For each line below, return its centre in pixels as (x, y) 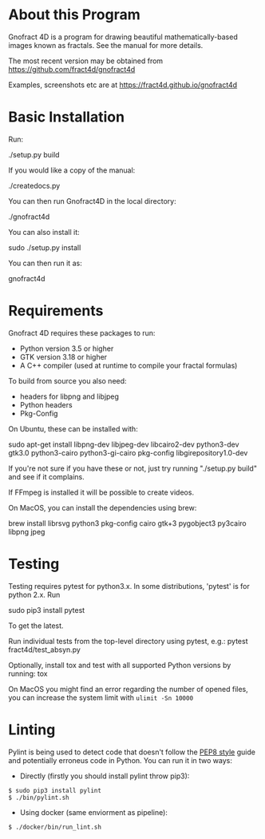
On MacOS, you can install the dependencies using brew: (103, 507)
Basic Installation (67, 117)
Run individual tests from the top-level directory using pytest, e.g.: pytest (128, 641)
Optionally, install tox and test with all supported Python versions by (120, 665)
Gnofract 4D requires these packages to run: (82, 332)
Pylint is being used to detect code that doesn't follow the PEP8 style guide (132, 752)
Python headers (46, 404)
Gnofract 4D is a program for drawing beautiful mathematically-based (123, 37)
